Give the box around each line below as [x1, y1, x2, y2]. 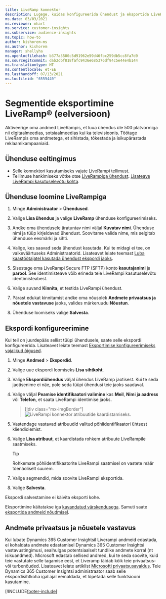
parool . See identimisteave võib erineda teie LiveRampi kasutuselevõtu [12, 270, 157, 276]
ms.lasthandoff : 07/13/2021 [5, 72, 63, 77]
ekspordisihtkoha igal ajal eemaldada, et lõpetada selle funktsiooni [5, 573, 140, 579]
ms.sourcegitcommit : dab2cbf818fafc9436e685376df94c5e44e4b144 [5, 58, 138, 63]
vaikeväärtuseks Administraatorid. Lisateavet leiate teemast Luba [12, 250, 145, 256]
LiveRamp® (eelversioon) [5, 108, 111, 119]
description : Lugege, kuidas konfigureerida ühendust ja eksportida [5, 12, 149, 17]
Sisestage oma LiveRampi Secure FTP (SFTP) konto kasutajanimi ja [12, 265, 151, 271]
